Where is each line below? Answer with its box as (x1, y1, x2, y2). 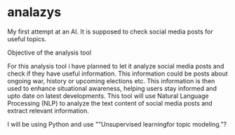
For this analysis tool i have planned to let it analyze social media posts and (7, 62, 224, 70)
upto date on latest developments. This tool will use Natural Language (7, 92, 209, 100)
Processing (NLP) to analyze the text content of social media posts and (7, 99, 213, 107)
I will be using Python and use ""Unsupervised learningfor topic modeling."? (7, 120, 227, 128)
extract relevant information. (7, 106, 90, 115)
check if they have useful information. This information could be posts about (7, 69, 228, 78)
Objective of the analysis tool (7, 48, 92, 57)
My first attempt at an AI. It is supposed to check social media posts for (7, 27, 213, 36)
